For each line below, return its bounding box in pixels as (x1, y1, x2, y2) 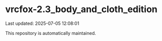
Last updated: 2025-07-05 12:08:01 (5, 20, 79, 26)
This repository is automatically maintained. (5, 30, 96, 36)
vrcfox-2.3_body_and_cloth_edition (5, 4, 158, 15)
